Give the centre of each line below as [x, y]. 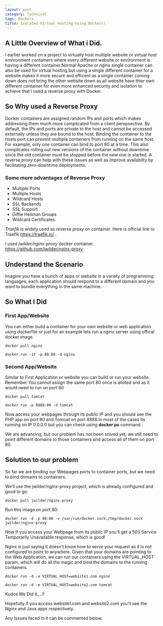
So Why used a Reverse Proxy [51, 106]
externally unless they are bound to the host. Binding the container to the [78, 134]
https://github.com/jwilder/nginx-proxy [44, 249]
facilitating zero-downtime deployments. [46, 165]
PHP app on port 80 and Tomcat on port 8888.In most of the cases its [75, 419]
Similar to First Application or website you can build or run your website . [78, 377]
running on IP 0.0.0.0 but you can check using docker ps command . [74, 425]
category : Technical [26, 14]
